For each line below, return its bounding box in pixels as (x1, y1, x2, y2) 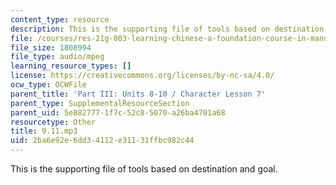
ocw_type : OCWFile (10, 80, 87, 90)
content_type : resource (10, 14, 110, 25)
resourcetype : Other (10, 117, 97, 127)
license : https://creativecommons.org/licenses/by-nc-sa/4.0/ (10, 71, 275, 81)
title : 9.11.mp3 (10, 126, 78, 136)
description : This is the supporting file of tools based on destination (10, 24, 325, 34)
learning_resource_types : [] (10, 61, 132, 71)
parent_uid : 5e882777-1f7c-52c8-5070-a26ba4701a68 (10, 107, 226, 118)
